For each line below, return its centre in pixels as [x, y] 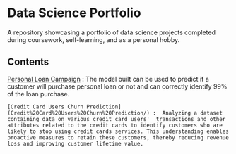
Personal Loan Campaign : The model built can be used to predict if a [108, 79]
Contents [28, 62]
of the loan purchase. [39, 94]
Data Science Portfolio [74, 13]
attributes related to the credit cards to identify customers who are [115, 125]
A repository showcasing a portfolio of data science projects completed [112, 32]
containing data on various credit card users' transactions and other [117, 119]
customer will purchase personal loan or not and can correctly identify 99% [117, 86]
